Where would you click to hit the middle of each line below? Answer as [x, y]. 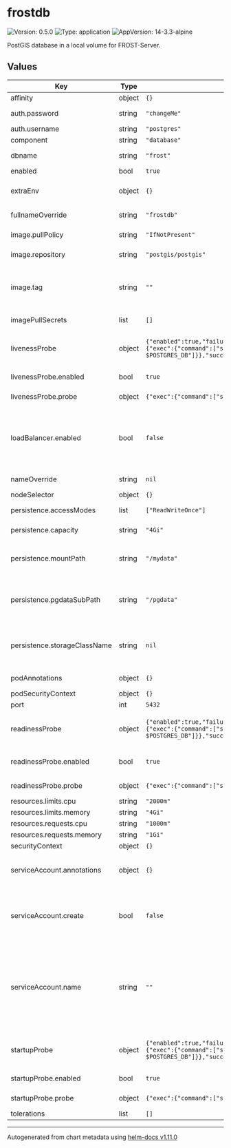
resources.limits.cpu [43, 801]
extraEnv [25, 191]
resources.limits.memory [51, 812]
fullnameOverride [39, 215]
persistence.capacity [45, 530]
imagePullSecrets [39, 320]
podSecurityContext [43, 693]
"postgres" [163, 128]
